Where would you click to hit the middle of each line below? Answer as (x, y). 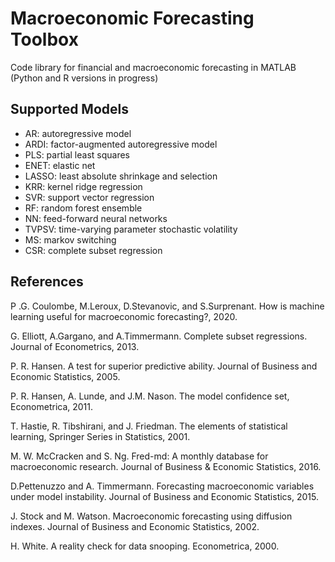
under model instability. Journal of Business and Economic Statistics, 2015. (165, 496)
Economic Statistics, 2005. (65, 376)
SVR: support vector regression (89, 197)
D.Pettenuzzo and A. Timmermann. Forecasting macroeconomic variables (162, 486)
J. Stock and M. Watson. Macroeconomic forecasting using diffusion (151, 516)
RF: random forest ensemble (83, 208)
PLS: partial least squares (77, 154)
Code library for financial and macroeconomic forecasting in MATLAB (153, 67)
